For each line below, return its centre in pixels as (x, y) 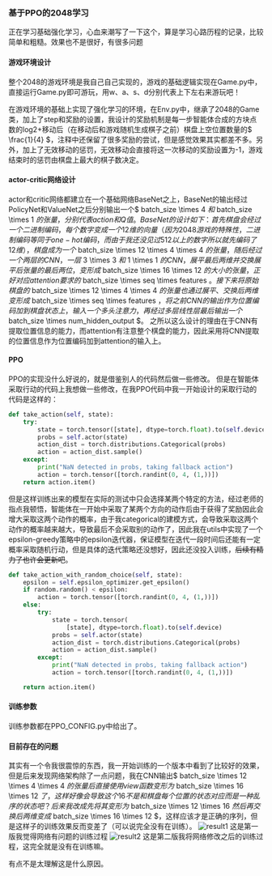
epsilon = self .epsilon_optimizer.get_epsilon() (106, 582)
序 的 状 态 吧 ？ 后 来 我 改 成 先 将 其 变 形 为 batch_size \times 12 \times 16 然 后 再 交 (134, 806)
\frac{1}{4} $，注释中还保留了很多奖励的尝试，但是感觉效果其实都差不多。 (132, 139)
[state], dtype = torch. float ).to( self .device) (144, 627)
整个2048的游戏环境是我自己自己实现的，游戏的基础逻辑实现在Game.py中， (135, 82)
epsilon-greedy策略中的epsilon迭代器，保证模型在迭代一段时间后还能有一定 (135, 539)
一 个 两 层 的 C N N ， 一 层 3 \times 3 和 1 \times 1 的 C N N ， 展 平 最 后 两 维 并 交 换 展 (135, 260)
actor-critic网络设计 (42, 180)
